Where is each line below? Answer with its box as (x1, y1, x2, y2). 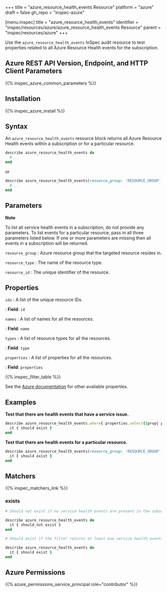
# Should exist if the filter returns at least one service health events (5, 536, 164, 541)
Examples (5, 398, 36, 407)
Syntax (5, 122, 28, 131)
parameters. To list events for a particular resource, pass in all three (5, 229, 144, 236)
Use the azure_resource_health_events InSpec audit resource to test (5, 39, 145, 45)
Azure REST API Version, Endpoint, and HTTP (5, 59, 148, 68)
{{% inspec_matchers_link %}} (5, 485, 68, 491)
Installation (5, 95, 41, 103)
